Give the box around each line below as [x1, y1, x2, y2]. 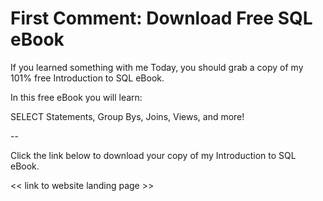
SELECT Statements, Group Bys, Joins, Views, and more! [10, 110, 245, 122]
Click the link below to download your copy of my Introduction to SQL [10, 149, 297, 161]
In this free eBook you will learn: [10, 91, 143, 103]
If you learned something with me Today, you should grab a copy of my [10, 61, 304, 73]
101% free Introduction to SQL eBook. [10, 72, 165, 84]
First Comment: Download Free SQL [10, 7, 313, 30]
